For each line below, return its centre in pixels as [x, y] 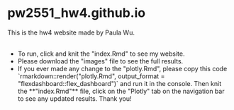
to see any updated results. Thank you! [74, 98]
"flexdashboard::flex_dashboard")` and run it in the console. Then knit [119, 83]
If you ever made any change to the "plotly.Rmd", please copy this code [122, 68]
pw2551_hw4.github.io [77, 13]
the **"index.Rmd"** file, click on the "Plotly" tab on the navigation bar [121, 91]
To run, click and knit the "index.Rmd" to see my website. [101, 54]
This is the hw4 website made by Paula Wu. [71, 32]
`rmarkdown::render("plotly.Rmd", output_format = [91, 76]
